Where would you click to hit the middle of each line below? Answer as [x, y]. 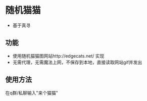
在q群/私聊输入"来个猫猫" [32, 93]
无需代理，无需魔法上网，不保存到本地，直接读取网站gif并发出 [77, 62]
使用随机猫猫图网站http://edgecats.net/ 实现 [58, 56]
